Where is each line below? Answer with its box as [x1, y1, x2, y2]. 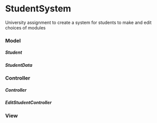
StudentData [5, 62, 32, 68]
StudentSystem [5, 3, 71, 14]
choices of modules [5, 24, 46, 30]
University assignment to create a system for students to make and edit [5, 19, 152, 25]
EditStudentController [5, 100, 52, 106]
